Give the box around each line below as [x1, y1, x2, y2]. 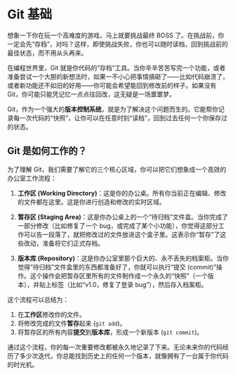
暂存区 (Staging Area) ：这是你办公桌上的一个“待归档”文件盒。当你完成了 [17, 212, 228, 221]
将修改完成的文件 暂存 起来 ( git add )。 [17, 319, 126, 327]
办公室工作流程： [7, 174, 57, 182]
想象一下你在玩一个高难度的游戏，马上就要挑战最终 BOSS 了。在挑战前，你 [7, 31, 225, 39]
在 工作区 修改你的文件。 [17, 310, 86, 319]
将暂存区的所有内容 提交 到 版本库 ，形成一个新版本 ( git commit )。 [17, 328, 204, 336]
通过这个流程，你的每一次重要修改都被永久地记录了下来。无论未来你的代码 [7, 343, 223, 351]
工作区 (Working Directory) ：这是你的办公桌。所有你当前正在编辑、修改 [17, 189, 227, 197]
